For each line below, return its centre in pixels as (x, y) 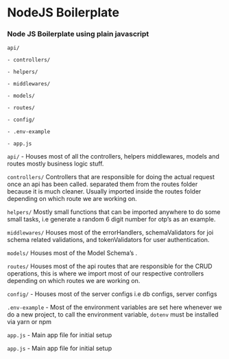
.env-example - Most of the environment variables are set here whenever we (114, 307)
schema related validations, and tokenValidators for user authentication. (108, 240)
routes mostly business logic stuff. (56, 164)
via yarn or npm (29, 322)
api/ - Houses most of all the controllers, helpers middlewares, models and (113, 157)
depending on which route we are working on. (72, 199)
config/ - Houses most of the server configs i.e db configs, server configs (112, 294)
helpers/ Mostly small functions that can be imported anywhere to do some (114, 212)
